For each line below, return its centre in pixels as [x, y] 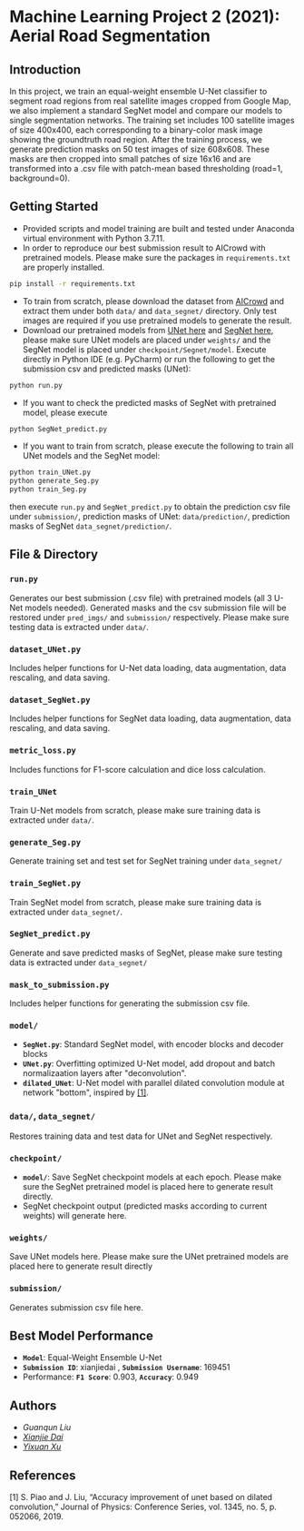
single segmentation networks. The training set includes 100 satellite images [152, 120]
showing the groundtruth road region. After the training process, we [136, 139]
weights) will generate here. [74, 1216]
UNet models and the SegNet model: [91, 456]
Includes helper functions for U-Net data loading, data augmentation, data [148, 668]
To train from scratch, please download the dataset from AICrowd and [153, 301]
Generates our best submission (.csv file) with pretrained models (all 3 [141, 598]
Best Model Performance [82, 1336]
